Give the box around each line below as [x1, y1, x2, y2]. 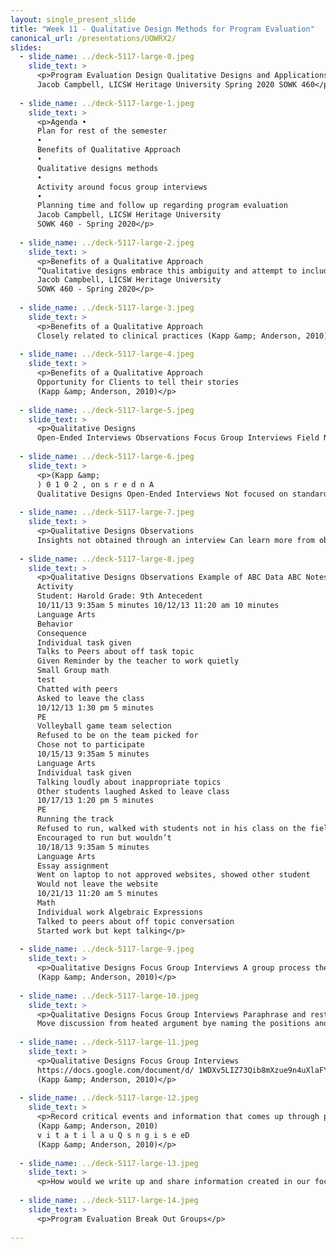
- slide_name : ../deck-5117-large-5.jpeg [19, 405, 195, 415]
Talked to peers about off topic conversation [36, 916, 235, 926]
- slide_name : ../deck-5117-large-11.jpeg [19, 1037, 199, 1048]
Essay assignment [36, 861, 110, 871]
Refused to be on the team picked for [36, 731, 199, 741]
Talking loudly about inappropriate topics [36, 777, 222, 787]
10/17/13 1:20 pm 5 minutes [36, 796, 155, 806]
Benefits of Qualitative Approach [36, 145, 182, 155]
